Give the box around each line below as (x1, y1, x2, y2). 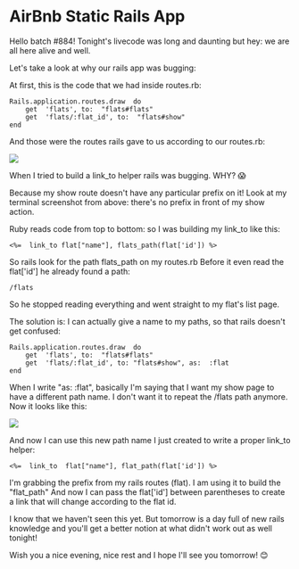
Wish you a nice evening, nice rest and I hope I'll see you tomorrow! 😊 (9, 549, 269, 560)
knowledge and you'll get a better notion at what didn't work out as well (9, 523, 272, 533)
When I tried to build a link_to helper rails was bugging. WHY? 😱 (9, 169, 247, 180)
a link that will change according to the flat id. (9, 496, 177, 507)
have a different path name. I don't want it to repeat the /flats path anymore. (9, 391, 288, 402)
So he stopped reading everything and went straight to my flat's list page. (9, 299, 279, 309)
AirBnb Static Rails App (9, 6, 186, 27)
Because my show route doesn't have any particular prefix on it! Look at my (9, 187, 287, 198)
